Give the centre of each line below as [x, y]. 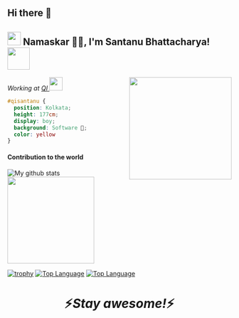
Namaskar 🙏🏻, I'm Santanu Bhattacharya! [116, 42]
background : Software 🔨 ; [51, 128]
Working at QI [28, 88]
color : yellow [34, 134]
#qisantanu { [27, 101]
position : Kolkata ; [43, 108]
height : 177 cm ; [36, 115]
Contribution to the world [46, 157]
